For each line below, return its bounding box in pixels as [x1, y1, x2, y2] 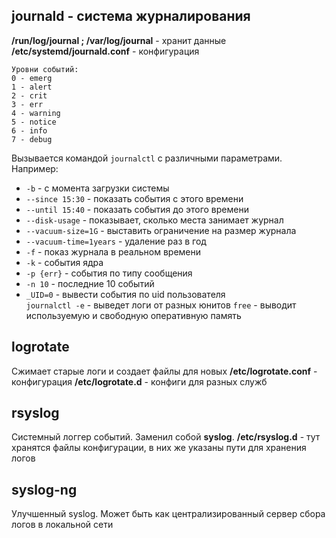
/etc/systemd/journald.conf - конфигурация [11, 45, 200, 57]
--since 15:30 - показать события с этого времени [25, 192, 244, 204]
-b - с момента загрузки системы [25, 182, 170, 194]
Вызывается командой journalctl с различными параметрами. [11, 152, 283, 164]
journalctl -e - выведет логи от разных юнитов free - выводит [25, 299, 297, 311]
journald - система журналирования [11, 8, 251, 25]
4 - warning [11, 108, 61, 118]
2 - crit [11, 90, 48, 101]
